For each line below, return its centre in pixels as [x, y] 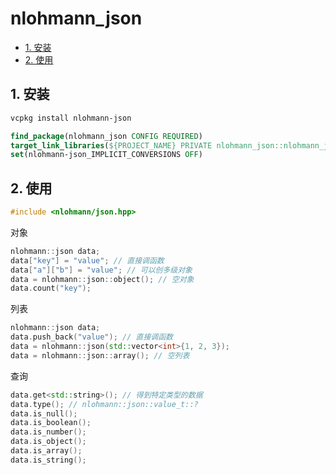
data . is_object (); [48, 442]
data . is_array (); [46, 451]
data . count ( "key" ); [51, 288]
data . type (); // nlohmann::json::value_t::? [104, 404]
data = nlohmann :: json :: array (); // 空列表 [100, 355]
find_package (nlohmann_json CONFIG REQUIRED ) [106, 136]
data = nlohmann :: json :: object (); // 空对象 [102, 279]
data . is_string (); [48, 460]
